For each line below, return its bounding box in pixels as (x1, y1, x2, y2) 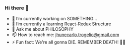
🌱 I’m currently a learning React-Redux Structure (11, 21, 111, 27)
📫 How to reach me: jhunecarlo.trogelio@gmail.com (11, 32, 120, 38)
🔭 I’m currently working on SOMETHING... (11, 16, 97, 22)
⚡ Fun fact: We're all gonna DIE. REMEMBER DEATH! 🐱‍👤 (11, 39, 126, 45)
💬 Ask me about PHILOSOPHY (11, 26, 74, 32)
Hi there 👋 (4, 4, 29, 11)
